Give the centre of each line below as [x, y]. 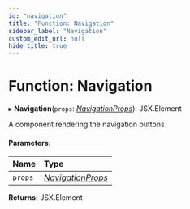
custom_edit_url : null [47, 38]
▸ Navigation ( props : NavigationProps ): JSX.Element [95, 109]
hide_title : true [38, 46]
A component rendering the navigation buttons [86, 124]
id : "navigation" [38, 16]
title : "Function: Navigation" [61, 23]
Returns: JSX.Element [45, 198]
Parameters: [30, 143]
